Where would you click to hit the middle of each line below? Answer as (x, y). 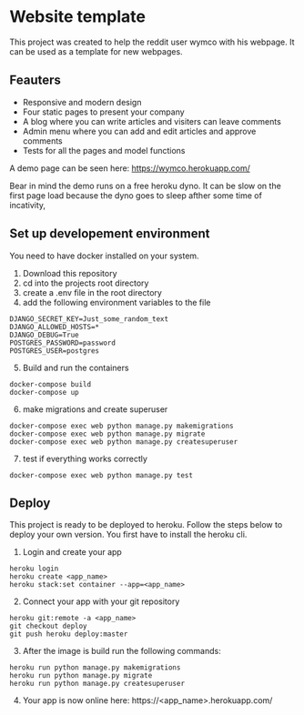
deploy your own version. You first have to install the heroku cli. (128, 535)
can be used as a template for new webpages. (96, 51)
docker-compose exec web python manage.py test (101, 475)
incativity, (28, 205)
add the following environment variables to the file (117, 302)
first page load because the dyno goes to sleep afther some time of (136, 195)
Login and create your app (72, 552)
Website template (77, 17)
